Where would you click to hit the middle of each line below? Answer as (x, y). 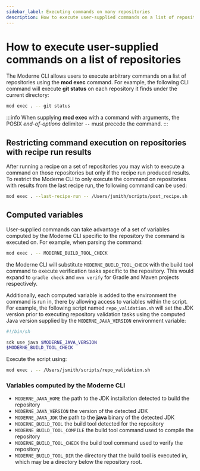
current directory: (28, 95)
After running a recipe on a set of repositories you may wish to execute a (95, 166)
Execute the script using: (37, 359)
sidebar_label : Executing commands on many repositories (78, 12)
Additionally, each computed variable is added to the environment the (91, 295)
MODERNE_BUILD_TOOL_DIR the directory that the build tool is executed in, (101, 455)
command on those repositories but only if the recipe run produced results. (98, 173)
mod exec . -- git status (38, 106)
